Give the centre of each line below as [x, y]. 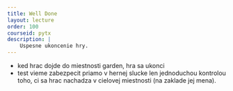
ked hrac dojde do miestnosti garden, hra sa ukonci [91, 66]
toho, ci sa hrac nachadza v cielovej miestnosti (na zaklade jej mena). [117, 80]
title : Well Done [32, 14]
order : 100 [23, 26]
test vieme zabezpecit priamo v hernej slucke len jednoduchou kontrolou [121, 73]
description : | [29, 40]
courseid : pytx [29, 33]
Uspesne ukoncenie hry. [54, 46]
